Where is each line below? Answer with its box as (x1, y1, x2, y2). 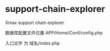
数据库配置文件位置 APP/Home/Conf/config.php (5, 29, 103, 35)
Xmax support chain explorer (5, 20, 64, 25)
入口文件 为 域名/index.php (5, 40, 60, 46)
